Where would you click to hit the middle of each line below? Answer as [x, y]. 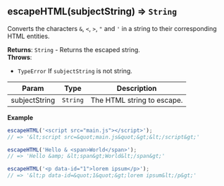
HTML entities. [29, 36]
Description [137, 88]
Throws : [20, 57]
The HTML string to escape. [137, 100]
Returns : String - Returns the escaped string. [74, 49]
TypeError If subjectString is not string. [75, 70]
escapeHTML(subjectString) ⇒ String [92, 12]
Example [20, 117]
